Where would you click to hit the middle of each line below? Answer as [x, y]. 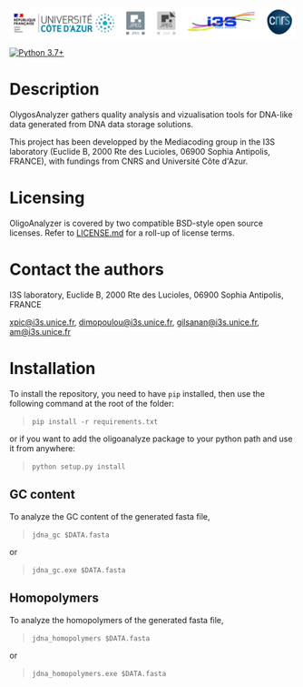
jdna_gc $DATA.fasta [70, 535]
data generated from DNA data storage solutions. [101, 125]
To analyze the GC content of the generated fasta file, [110, 516]
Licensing [47, 198]
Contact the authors [87, 270]
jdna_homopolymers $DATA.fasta [91, 638]
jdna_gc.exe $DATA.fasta [78, 570]
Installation [53, 369]
